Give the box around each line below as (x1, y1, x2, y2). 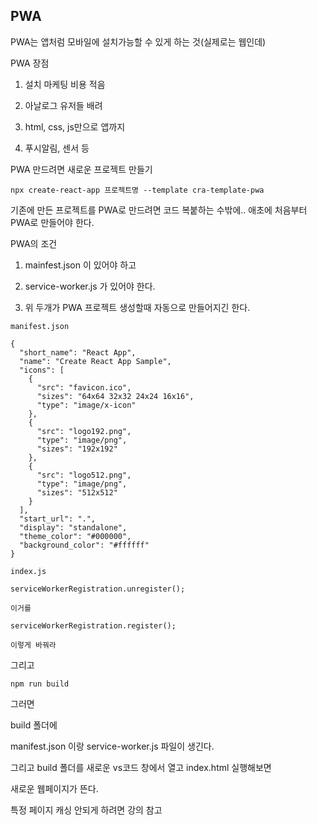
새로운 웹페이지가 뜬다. (10, 782, 99, 794)
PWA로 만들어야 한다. (10, 216, 95, 228)
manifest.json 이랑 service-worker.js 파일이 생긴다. (10, 740, 215, 752)
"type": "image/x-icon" (36, 400, 137, 410)
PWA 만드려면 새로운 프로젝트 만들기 (10, 163, 153, 175)
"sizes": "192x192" (36, 444, 118, 454)
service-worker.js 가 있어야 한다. (24, 280, 156, 292)
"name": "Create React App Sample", (19, 356, 172, 366)
